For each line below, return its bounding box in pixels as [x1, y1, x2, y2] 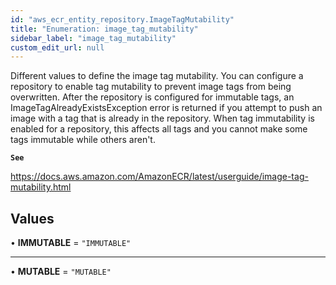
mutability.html [10, 181, 72, 193]
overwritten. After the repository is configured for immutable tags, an [10, 91, 295, 103]
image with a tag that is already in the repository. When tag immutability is [10, 112, 315, 125]
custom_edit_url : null [10, 42, 105, 53]
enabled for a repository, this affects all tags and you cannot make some [10, 123, 308, 135]
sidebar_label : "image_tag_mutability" [10, 33, 177, 43]
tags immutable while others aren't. [10, 134, 156, 146]
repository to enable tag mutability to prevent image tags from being [10, 81, 292, 93]
